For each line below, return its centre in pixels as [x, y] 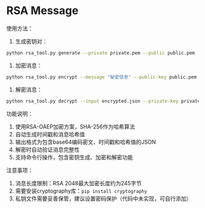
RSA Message [42, 11]
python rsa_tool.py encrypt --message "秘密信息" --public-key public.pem [102, 77]
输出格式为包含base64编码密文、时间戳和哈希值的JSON [85, 142]
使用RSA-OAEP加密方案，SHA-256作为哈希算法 [75, 127]
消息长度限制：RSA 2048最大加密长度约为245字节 [78, 183]
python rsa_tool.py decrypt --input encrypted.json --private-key [92, 101]
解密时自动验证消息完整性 [47, 149]
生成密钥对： [31, 41]
